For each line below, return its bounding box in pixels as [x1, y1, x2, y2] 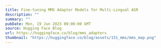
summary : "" [5, 16, 30, 21]
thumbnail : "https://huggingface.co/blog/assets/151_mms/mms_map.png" [5, 35, 156, 40]
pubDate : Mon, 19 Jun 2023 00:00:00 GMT [5, 21, 92, 26]
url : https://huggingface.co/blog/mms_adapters [5, 30, 107, 35]
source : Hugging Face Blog [5, 26, 62, 31]
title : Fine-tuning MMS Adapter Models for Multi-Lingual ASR [5, 7, 138, 12]
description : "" [5, 12, 39, 17]
